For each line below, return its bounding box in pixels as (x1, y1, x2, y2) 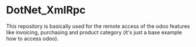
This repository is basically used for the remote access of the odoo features (6, 23, 190, 30)
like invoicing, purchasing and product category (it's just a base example (6, 28, 182, 35)
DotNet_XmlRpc (6, 3, 86, 17)
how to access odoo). (6, 35, 59, 42)
